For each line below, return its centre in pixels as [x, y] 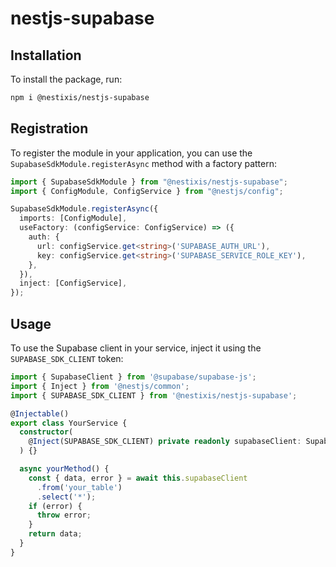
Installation [46, 55]
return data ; [55, 534]
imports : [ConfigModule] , [73, 218]
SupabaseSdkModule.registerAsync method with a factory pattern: [143, 163]
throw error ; [64, 515]
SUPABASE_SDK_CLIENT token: [67, 358]
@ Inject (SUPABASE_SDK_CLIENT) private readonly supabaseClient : [165, 442]
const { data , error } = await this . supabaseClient [138, 478]
